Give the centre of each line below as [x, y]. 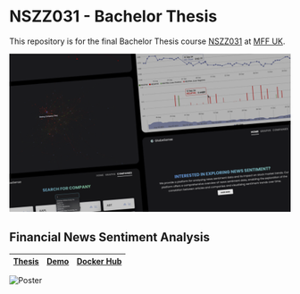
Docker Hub [99, 261]
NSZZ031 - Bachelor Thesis [113, 17]
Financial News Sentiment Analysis [109, 237]
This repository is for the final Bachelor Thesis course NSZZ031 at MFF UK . [147, 41]
